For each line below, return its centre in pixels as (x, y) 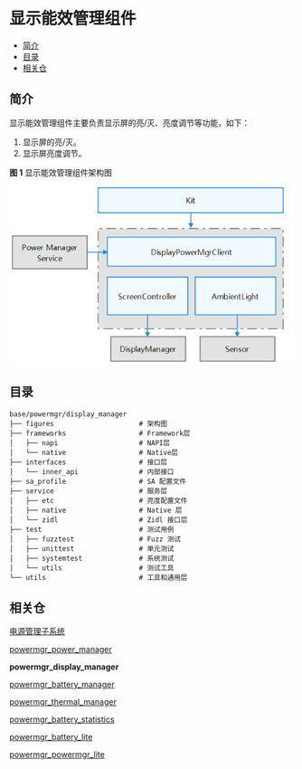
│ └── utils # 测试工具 (92, 568)
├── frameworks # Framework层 (100, 434)
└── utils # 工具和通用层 (99, 578)
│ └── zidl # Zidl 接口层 (99, 520)
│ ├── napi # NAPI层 (90, 443)
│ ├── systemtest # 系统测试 (92, 559)
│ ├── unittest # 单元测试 (92, 549)
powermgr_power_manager (61, 650)
